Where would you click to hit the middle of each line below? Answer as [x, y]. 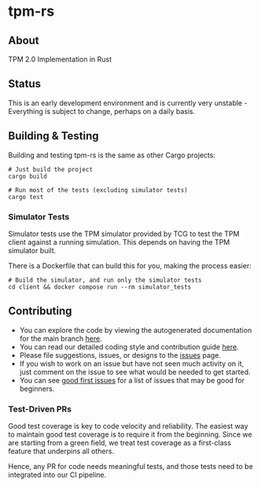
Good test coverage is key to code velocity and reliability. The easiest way [128, 426]
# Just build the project [50, 169]
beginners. [37, 389]
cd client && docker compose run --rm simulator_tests [100, 287]
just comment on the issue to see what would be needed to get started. [135, 371]
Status [25, 84]
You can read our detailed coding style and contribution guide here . [129, 347]
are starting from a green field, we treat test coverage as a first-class [120, 443]
